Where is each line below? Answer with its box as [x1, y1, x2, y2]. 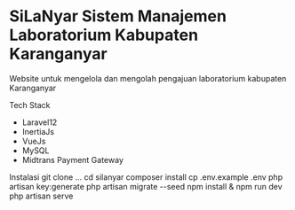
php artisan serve [9, 191, 74, 201]
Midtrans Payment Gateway [21, 154, 124, 165]
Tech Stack [9, 99, 51, 110]
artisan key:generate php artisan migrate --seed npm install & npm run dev [9, 181, 283, 191]
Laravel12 [21, 117, 58, 128]
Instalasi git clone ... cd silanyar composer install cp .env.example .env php [9, 171, 283, 183]
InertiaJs [21, 126, 55, 136]
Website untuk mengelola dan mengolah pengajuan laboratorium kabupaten [9, 73, 287, 83]
